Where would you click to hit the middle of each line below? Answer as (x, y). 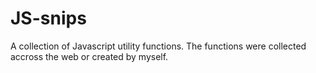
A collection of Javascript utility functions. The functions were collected (158, 46)
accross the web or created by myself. (89, 56)
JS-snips (48, 18)
